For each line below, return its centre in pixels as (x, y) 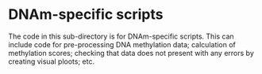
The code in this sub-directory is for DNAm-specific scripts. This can (121, 36)
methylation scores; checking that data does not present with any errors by (131, 53)
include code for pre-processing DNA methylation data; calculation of (122, 44)
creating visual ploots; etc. (52, 61)
